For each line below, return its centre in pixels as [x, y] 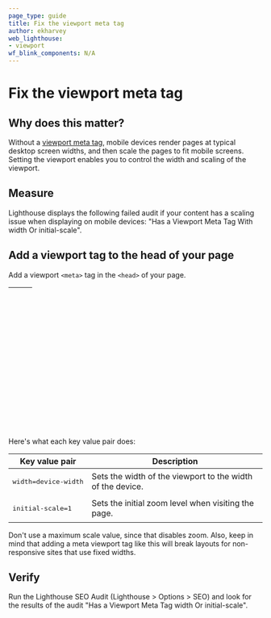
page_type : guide [38, 16]
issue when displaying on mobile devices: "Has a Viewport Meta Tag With [131, 221]
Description [175, 461]
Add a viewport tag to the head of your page [121, 255]
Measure [31, 193]
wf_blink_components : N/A [52, 53]
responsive [27, 552]
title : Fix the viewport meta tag [67, 23]
